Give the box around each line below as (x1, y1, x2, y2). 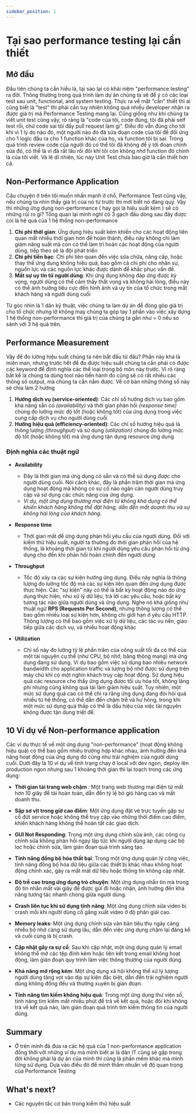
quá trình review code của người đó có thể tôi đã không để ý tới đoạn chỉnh (6, 141, 187, 148)
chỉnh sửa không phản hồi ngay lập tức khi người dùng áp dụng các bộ (14, 837, 185, 844)
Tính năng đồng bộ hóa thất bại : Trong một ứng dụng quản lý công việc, (14, 855, 190, 862)
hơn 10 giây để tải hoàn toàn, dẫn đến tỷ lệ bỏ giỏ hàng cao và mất (14, 790, 176, 797)
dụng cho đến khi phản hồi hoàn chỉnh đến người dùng (23, 551, 156, 558)
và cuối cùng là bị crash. (14, 933, 74, 940)
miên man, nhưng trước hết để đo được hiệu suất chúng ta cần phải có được (6, 360, 189, 367)
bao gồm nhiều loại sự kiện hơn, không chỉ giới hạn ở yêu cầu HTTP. (23, 611, 188, 618)
